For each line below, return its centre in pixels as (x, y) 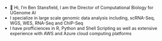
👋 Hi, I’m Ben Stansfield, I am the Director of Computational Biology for (81, 8)
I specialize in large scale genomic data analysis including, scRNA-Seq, (82, 18)
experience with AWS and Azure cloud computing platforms (71, 33)
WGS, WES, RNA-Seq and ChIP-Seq (46, 23)
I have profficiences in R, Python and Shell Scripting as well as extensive (83, 28)
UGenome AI (23, 13)
